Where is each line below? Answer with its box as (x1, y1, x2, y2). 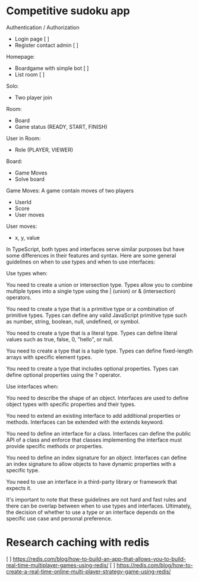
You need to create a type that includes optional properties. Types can (6, 365, 179, 372)
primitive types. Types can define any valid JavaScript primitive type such (6, 312, 187, 319)
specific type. (6, 466, 40, 474)
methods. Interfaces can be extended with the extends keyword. (6, 418, 165, 426)
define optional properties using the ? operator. (6, 371, 122, 378)
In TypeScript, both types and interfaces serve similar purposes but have (6, 245, 185, 253)
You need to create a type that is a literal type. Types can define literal (6, 329, 178, 336)
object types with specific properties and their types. (6, 401, 136, 408)
